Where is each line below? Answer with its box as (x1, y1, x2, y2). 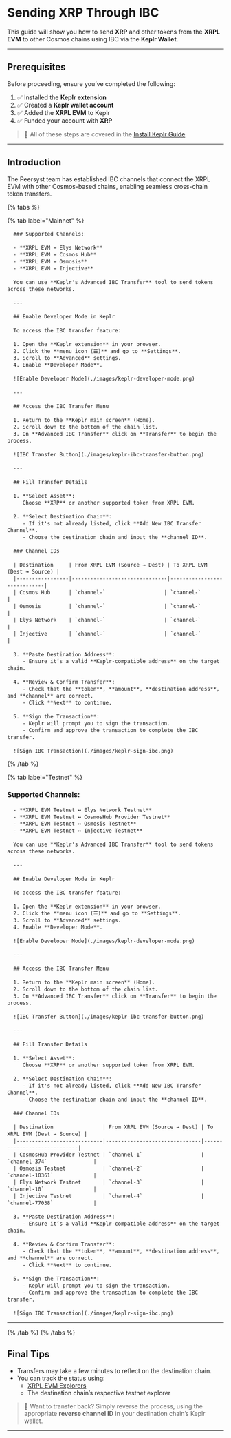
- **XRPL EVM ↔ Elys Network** (13, 244, 103, 251)
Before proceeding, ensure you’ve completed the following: (7, 79, 175, 88)
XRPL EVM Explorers (27, 1381, 87, 1390)
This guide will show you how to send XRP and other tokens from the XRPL (7, 28, 220, 36)
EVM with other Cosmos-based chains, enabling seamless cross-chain (7, 182, 208, 190)
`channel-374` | (7, 1158, 97, 1165)
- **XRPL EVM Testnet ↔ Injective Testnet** (13, 827, 143, 834)
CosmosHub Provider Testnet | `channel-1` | (19, 1151, 205, 1158)
